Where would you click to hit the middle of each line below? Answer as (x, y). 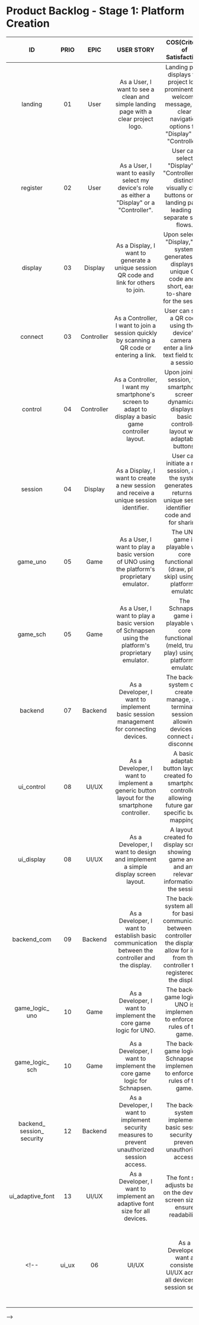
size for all (135, 1211)
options (180, 126)
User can (177, 310)
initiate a (178, 463)
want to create (135, 478)
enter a (173, 348)
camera (181, 340)
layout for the (136, 798)
